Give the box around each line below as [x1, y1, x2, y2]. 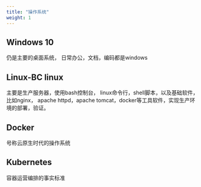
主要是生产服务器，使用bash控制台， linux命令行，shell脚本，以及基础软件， [6, 89, 199, 96]
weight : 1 [6, 15, 32, 21]
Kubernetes [6, 157, 52, 168]
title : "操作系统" [6, 9, 50, 15]
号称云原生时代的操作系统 [6, 139, 71, 146]
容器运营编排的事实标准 [6, 174, 65, 182]
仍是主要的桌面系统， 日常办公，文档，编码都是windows [6, 54, 148, 62]
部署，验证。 [16, 104, 49, 111]
